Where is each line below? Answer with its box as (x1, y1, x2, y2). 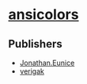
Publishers (8, 37, 62, 51)
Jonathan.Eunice (19, 58, 75, 67)
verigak (19, 67, 45, 76)
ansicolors (8, 6, 79, 24)
